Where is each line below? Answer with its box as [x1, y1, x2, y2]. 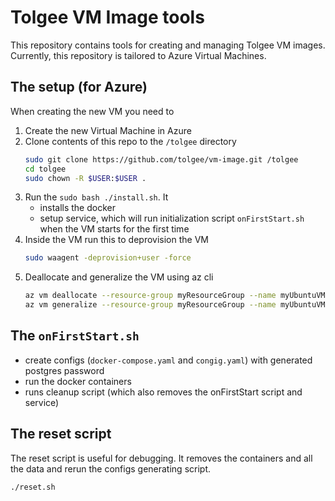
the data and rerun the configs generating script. [10, 462, 211, 475]
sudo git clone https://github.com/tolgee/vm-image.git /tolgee [24, 154, 299, 165]
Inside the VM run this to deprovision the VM [24, 234, 209, 246]
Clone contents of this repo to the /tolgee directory [24, 135, 237, 147]
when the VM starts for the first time [39, 223, 190, 235]
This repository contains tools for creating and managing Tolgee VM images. [10, 39, 326, 51]
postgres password [24, 364, 105, 376]
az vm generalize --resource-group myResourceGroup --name [24, 300, 277, 310]
